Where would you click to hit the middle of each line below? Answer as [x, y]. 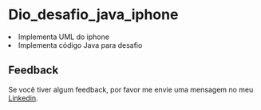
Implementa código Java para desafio [81, 45]
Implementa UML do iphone [64, 37]
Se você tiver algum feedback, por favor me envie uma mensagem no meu [131, 89]
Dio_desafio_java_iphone [93, 15]
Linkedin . [23, 98]
